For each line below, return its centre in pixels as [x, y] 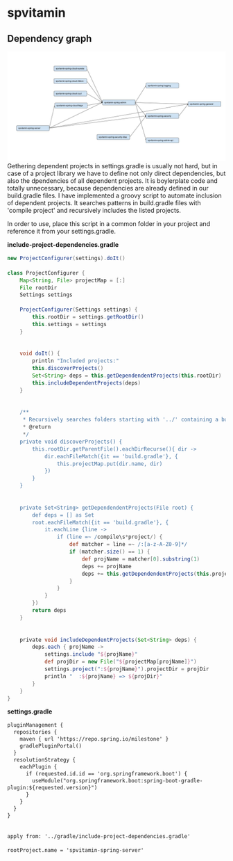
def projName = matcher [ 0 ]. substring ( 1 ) [140, 559]
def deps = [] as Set [63, 515]
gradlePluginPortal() [51, 746]
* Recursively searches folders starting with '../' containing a [120, 420]
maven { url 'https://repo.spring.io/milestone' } [94, 739]
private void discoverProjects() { [71, 442]
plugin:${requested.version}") [52, 788]
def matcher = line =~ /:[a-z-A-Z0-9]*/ [128, 545]
